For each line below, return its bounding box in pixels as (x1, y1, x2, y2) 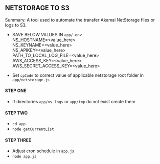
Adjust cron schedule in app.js (12, 148, 74, 154)
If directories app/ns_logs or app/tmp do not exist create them (12, 99, 136, 105)
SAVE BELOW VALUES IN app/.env (12, 31, 82, 37)
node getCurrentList (12, 127, 54, 132)
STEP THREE (5, 137, 32, 143)
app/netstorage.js (12, 77, 50, 82)
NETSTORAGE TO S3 (5, 4, 69, 12)
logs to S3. (5, 22, 27, 28)
